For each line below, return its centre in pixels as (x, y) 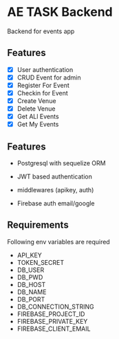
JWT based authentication (55, 176)
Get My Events (38, 125)
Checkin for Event (43, 93)
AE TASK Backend (60, 12)
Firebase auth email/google (56, 203)
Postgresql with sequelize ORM (61, 163)
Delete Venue (36, 109)
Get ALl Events (38, 117)
